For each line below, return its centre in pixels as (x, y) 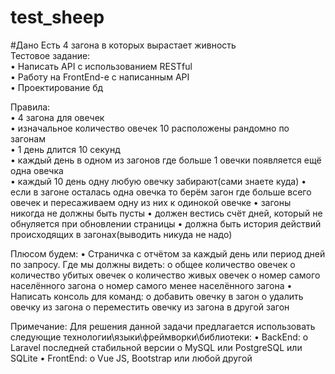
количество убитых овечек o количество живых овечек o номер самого (165, 275)
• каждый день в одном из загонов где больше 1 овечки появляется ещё (166, 160)
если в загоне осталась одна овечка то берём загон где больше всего (161, 192)
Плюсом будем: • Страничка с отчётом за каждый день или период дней (168, 253)
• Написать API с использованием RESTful (101, 66)
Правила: (30, 107)
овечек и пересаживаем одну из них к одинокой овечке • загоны (151, 202)
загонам (28, 138)
